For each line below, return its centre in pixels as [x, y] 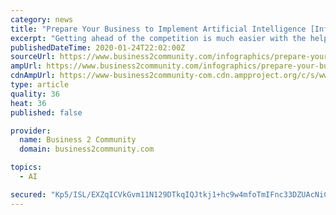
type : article [40, 85]
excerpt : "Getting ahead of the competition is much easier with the [158, 38]
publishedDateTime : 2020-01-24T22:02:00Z [98, 47]
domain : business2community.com [87, 149]
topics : [26, 167]
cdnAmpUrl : [33, 76]
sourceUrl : [33, 57]
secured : [28, 194]
